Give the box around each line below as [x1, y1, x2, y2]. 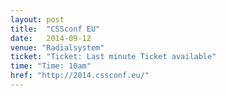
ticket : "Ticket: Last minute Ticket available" [10, 52, 217, 62]
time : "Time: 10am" [10, 61, 92, 71]
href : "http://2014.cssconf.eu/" [10, 71, 150, 81]
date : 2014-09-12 [10, 33, 92, 43]
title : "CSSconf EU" [10, 24, 101, 34]
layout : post [10, 14, 65, 25]
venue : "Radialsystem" [10, 42, 105, 53]
